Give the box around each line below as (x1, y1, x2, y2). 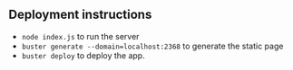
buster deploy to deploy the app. (21, 49, 146, 61)
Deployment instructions (8, 7, 152, 22)
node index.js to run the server (21, 31, 140, 41)
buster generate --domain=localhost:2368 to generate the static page (21, 40, 284, 51)
